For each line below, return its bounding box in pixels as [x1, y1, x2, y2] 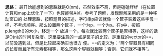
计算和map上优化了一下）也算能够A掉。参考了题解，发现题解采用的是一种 [5, 10, 153, 16]
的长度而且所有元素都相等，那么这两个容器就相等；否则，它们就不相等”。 [5, 46, 152, 52]
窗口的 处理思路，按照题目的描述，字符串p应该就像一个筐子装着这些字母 [9, 16, 154, 22]
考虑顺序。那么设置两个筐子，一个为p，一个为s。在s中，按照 [18, 22, 140, 28]
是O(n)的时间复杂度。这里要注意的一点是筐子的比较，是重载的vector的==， [5, 34, 156, 40]
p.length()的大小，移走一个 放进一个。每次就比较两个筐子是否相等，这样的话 [5, 28, 158, 34]
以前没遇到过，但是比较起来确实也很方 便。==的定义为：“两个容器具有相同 [5, 40, 155, 45]
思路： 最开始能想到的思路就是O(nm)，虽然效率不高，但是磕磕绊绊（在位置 [5, 4, 156, 10]
